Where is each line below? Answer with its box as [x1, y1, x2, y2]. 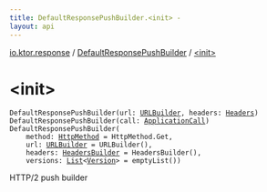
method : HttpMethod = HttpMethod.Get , [26, 133, 173, 142]
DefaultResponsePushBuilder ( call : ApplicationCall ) [9, 116, 210, 126]
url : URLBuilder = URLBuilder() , [26, 140, 153, 150]
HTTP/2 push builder [9, 172, 88, 183]
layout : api [9, 22, 55, 31]
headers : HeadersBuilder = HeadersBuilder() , [26, 148, 202, 157]
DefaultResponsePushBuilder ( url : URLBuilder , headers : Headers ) [9, 108, 259, 118]
